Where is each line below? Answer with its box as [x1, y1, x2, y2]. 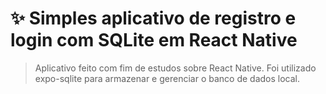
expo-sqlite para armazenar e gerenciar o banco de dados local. [34, 72, 301, 84]
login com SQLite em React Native [10, 29, 298, 52]
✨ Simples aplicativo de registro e [10, 7, 297, 30]
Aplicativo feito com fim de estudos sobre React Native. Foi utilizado [34, 62, 317, 74]
